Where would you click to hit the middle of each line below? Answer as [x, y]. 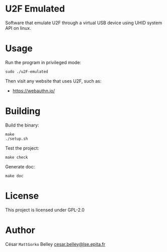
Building [23, 111]
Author [20, 230]
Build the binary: [22, 125]
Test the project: [22, 148]
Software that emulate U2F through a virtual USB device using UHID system [84, 23]
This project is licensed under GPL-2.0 [45, 210]
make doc [14, 176]
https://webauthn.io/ [34, 91]
